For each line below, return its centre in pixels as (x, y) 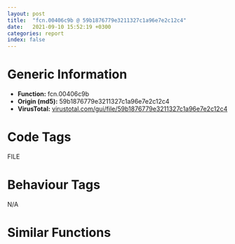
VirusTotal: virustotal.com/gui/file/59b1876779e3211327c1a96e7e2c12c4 (122, 109)
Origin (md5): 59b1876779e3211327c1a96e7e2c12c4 (93, 102)
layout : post (26, 14)
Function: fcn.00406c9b (53, 94)
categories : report (36, 33)
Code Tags (39, 137)
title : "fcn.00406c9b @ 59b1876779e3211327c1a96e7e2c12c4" (97, 20)
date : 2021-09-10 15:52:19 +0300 (59, 27)
